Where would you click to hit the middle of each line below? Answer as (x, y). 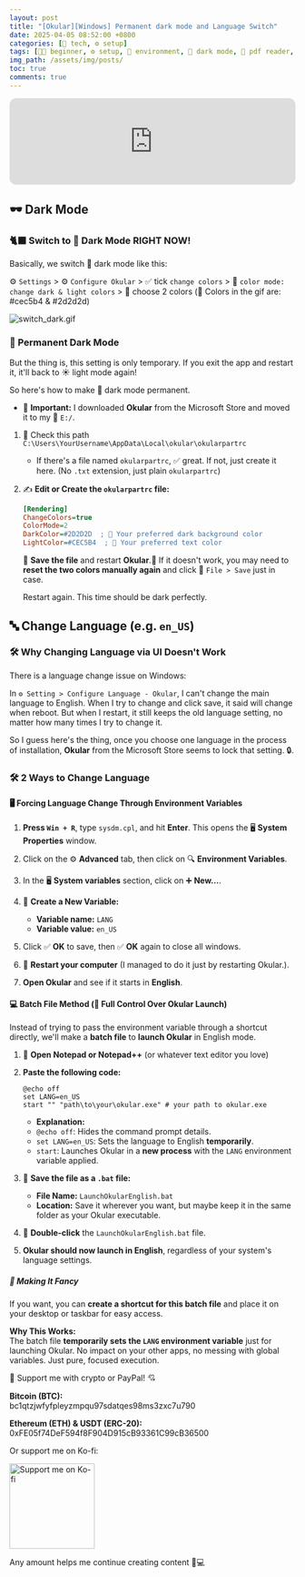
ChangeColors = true (57, 517)
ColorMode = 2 (45, 526)
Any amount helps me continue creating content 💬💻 (108, 1562)
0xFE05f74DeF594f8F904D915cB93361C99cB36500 (109, 1433)
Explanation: (60, 1122)
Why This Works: (43, 1331)
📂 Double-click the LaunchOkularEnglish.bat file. (114, 1233)
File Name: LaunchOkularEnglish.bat (105, 1196)
